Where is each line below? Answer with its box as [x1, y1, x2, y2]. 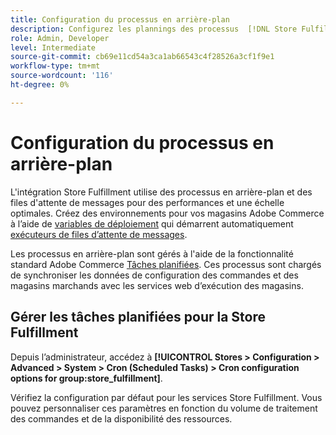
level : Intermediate [10, 42, 97, 53]
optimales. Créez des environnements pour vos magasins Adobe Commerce [10, 207, 325, 219]
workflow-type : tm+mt [10, 61, 101, 71]
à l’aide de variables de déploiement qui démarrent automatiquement [10, 217, 294, 230]
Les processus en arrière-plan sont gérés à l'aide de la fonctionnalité [10, 247, 294, 260]
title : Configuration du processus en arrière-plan [10, 14, 230, 25]
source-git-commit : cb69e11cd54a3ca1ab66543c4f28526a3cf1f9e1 [10, 52, 275, 62]
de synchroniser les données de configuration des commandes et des [10, 269, 299, 281]
